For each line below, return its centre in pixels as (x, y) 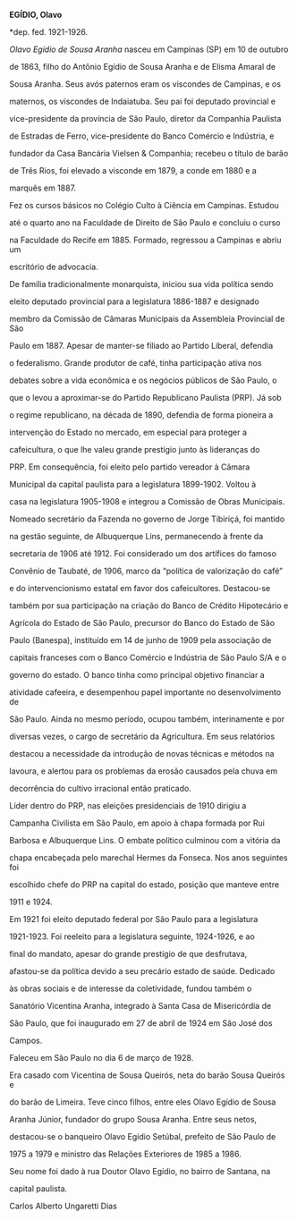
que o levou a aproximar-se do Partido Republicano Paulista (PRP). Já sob (145, 398)
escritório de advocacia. (54, 267)
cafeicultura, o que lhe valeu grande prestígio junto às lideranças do (135, 449)
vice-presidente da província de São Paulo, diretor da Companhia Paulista (145, 119)
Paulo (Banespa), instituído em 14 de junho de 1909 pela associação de (140, 640)
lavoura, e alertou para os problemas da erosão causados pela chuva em (144, 771)
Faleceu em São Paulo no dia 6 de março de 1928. (102, 1058)
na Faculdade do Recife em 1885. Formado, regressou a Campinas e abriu (145, 240)
